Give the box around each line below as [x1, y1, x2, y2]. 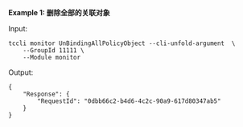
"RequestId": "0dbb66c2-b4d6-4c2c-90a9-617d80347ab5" [37, 97, 221, 105]
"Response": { [23, 90, 70, 98]
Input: [8, 24, 28, 33]
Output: [8, 68, 34, 77]
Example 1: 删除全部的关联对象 [8, 8, 110, 17]
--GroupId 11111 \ [23, 47, 84, 55]
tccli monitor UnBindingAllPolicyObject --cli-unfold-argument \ [8, 39, 236, 47]
